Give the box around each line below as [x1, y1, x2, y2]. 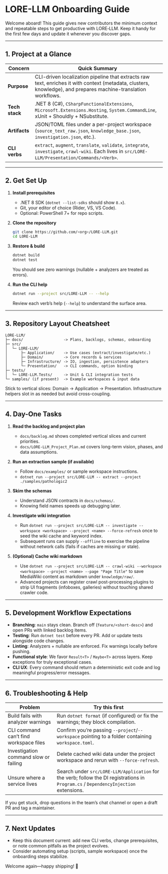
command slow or [7, 754, 50, 761]
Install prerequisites [12, 189, 55, 196]
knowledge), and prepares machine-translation [34, 86, 146, 93]
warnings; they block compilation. [56, 719, 136, 726]
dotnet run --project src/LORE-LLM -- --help [12, 292, 109, 297]
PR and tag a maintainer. [5, 805, 55, 811]
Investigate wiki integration [12, 512, 71, 518]
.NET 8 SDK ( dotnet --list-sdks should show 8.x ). [19, 199, 126, 205]
